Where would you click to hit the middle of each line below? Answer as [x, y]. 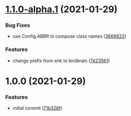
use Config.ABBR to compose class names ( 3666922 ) [69, 36]
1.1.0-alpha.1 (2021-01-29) [61, 9]
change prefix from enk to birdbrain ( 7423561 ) [61, 61]
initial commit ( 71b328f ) [37, 108]
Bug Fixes [18, 25]
